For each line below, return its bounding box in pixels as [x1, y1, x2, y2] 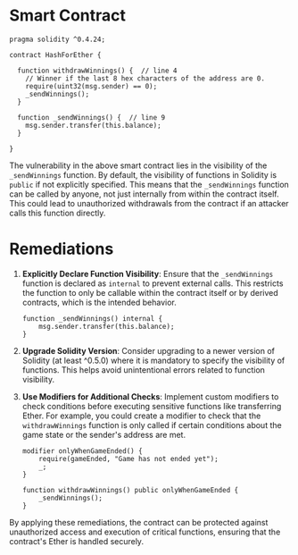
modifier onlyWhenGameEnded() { [21, 446, 143, 456]
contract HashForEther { [9, 50, 102, 59]
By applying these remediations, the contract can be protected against [9, 517, 269, 527]
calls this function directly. [9, 207, 106, 218]
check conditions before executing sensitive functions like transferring [21, 400, 282, 411]
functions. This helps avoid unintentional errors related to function [21, 364, 266, 375]
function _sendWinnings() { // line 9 [17, 113, 166, 122]
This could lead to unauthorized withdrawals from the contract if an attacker [9, 198, 289, 208]
